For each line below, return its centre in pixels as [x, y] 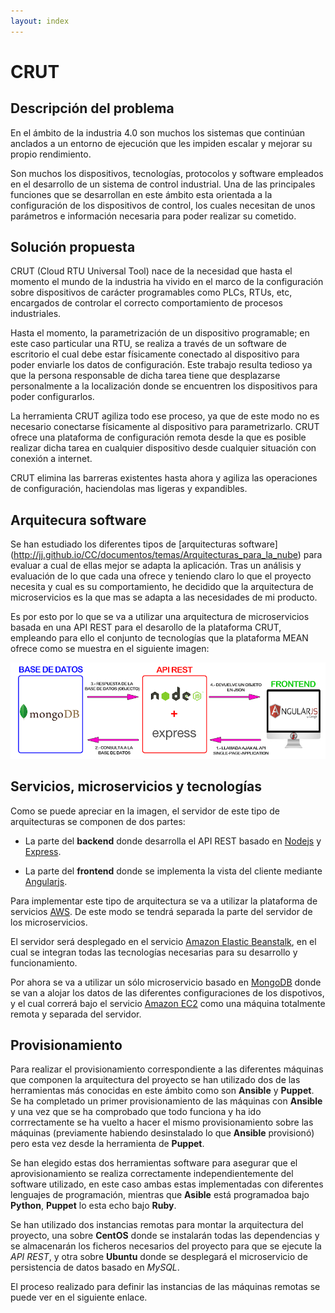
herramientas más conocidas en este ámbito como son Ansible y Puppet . [162, 1091]
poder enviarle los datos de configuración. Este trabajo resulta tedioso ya [161, 365]
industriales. [36, 314]
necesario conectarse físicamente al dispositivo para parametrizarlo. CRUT [165, 427]
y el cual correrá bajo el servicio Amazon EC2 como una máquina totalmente [168, 1003]
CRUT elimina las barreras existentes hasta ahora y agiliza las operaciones [164, 478]
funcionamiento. [44, 962]
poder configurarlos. [52, 397]
